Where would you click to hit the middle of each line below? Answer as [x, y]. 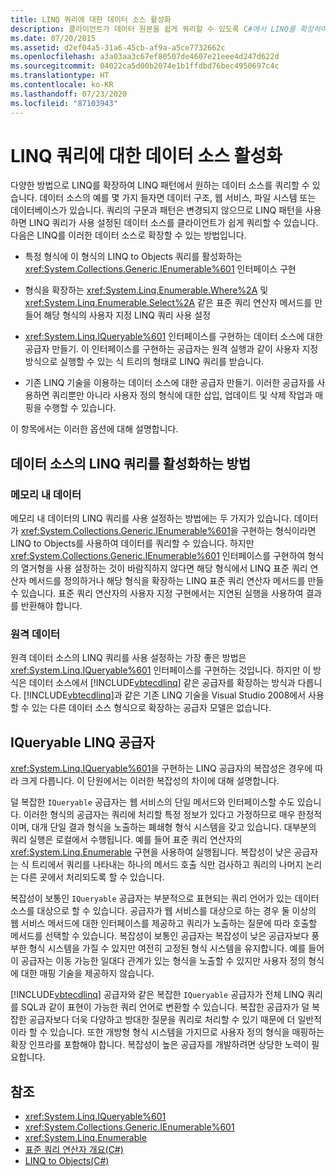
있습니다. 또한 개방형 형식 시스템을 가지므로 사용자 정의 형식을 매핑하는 [187, 1032]
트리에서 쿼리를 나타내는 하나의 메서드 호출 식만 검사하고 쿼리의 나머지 [167, 865]
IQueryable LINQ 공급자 [82, 742]
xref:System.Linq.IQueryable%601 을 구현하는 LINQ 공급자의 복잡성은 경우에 [161, 768]
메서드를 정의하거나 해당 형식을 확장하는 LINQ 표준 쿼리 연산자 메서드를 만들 [176, 581]
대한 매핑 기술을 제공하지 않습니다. [87, 973]
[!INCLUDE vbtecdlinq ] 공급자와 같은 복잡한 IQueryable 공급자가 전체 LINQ [157, 995]
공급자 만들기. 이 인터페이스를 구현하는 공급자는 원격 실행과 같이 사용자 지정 [171, 349]
